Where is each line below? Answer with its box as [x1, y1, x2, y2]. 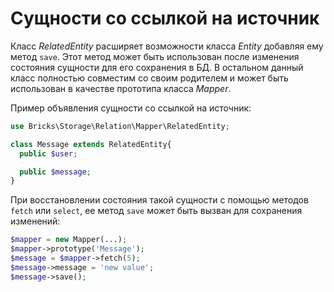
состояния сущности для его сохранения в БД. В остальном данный [10, 61, 304, 73]
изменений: [10, 215, 61, 227]
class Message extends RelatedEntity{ [10, 139, 172, 149]
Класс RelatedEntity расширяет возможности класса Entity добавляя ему [10, 40, 324, 52]
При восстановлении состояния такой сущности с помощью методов [10, 194, 309, 206]
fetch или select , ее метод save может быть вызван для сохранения [10, 205, 303, 217]
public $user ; [19, 148, 78, 159]
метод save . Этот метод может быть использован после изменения [10, 50, 300, 62]
